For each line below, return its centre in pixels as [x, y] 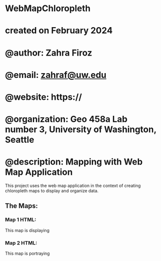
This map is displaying [27, 230]
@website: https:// [44, 97]
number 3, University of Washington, [81, 130]
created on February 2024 [59, 31]
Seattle [20, 140]
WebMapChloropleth [48, 8]
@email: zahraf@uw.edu [56, 75]
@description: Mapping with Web [74, 162]
